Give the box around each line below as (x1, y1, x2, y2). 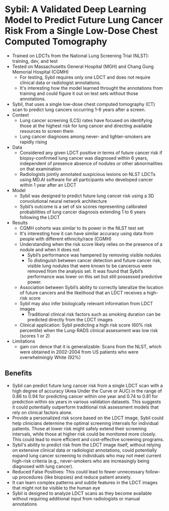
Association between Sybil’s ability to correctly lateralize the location (19, 284, 163, 290)
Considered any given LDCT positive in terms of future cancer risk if (19, 150, 163, 156)
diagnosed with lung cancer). (12, 463, 74, 469)
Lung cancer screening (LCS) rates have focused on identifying (19, 117, 153, 123)
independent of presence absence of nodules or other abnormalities (19, 160, 163, 166)
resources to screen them (19, 128, 74, 134)
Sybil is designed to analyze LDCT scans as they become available (12, 490, 152, 496)
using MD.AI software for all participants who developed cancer (19, 176, 153, 182)
